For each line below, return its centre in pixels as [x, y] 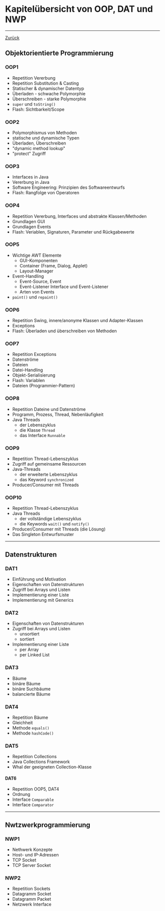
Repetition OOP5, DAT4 [36, 789]
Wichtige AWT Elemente [37, 255]
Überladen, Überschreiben [39, 143]
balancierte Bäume [31, 694]
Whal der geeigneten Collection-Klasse [52, 767]
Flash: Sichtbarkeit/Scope [38, 109]
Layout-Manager [36, 271]
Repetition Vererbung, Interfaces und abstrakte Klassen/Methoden [79, 216]
